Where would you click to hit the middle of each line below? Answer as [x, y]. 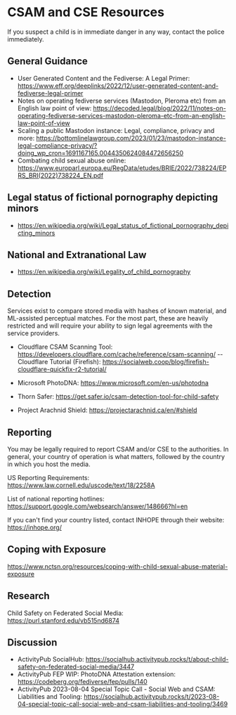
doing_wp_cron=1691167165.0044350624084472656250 [100, 153]
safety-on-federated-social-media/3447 [76, 667]
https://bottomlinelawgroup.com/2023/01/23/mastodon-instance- [131, 138]
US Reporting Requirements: [48, 478]
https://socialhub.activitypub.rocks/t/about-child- [157, 659]
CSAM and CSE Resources [86, 12]
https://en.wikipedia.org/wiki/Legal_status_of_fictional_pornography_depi [123, 225]
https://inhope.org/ [34, 527]
